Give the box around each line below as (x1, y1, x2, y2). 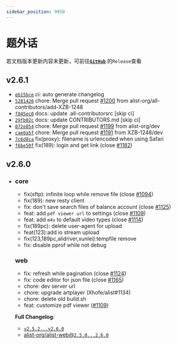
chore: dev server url (23, 282, 76, 290)
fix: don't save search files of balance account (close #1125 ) (23, 203, 172, 211)
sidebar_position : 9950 (6, 8, 66, 15)
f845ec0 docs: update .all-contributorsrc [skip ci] (14, 110, 135, 117)
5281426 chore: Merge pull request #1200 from (14, 97, 129, 105)
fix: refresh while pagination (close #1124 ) (23, 270, 126, 277)
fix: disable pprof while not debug (23, 242, 107, 249)
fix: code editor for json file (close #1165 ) (23, 276, 124, 284)
